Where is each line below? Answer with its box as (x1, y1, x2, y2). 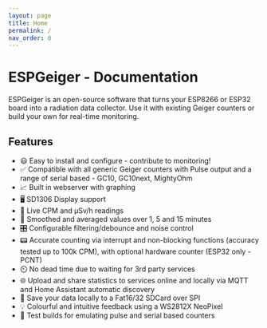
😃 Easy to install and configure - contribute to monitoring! (19, 156, 211, 165)
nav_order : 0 (8, 34, 52, 42)
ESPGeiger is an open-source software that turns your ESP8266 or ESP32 (8, 95, 251, 105)
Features (8, 135, 53, 148)
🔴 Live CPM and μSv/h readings (19, 206, 124, 215)
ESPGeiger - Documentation (8, 69, 198, 86)
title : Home (8, 19, 48, 27)
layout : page (8, 11, 52, 20)
